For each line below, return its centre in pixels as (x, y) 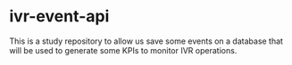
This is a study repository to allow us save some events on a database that (146, 41)
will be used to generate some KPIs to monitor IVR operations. (123, 50)
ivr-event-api (59, 16)
